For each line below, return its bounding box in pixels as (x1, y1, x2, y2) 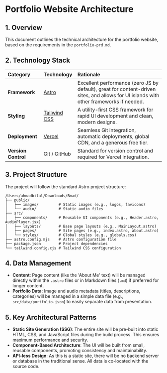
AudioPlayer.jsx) (5, 219, 41, 225)
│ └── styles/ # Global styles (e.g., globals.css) (5, 233, 137, 238)
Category (7, 71, 31, 78)
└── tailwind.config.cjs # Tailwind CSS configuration (5, 246, 121, 250)
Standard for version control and (77, 147, 153, 154)
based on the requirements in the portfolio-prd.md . (5, 42, 111, 48)
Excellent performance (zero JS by (77, 79, 159, 86)
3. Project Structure (5, 170, 67, 179)
